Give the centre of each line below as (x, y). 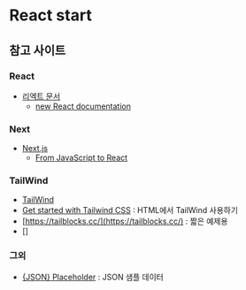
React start (51, 15)
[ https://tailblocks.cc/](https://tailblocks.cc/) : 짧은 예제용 (125, 221)
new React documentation (83, 106)
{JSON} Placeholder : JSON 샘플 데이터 (92, 277)
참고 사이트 (38, 50)
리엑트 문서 (41, 96)
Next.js (35, 149)
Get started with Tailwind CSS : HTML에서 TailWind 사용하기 (130, 210)
